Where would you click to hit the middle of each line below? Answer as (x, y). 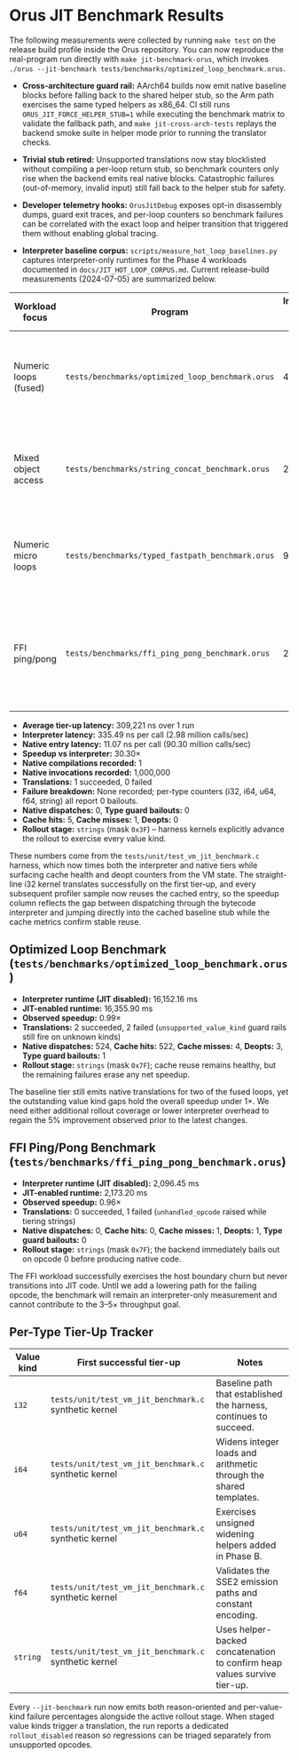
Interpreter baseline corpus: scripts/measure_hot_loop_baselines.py (149, 251)
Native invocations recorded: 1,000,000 (96, 772)
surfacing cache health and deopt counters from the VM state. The (132, 874)
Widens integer (247, 1442)
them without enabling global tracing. (90, 233)
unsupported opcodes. (51, 1745)
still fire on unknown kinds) (71, 1037)
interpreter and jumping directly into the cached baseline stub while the (140, 912)
